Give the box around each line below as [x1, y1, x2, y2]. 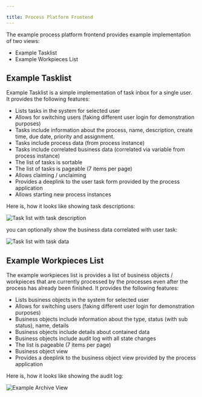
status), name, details [15, 322, 69, 329]
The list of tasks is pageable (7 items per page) [15, 165, 133, 173]
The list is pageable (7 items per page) [15, 341, 111, 349]
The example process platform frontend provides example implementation [6, 31, 191, 38]
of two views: [6, 37, 40, 44]
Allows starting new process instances [15, 191, 112, 198]
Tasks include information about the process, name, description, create [15, 127, 194, 134]
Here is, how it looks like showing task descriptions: [6, 202, 135, 210]
